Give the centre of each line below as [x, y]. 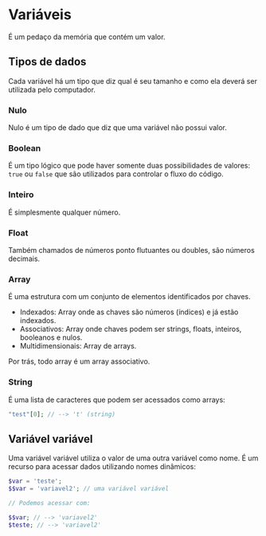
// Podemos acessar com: [49, 503]
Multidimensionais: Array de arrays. [78, 346]
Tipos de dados [47, 62]
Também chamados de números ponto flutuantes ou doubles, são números [131, 250]
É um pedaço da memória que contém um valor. [87, 37]
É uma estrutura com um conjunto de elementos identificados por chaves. [129, 297]
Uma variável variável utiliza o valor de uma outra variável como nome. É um [133, 458]
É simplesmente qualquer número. [65, 212]
